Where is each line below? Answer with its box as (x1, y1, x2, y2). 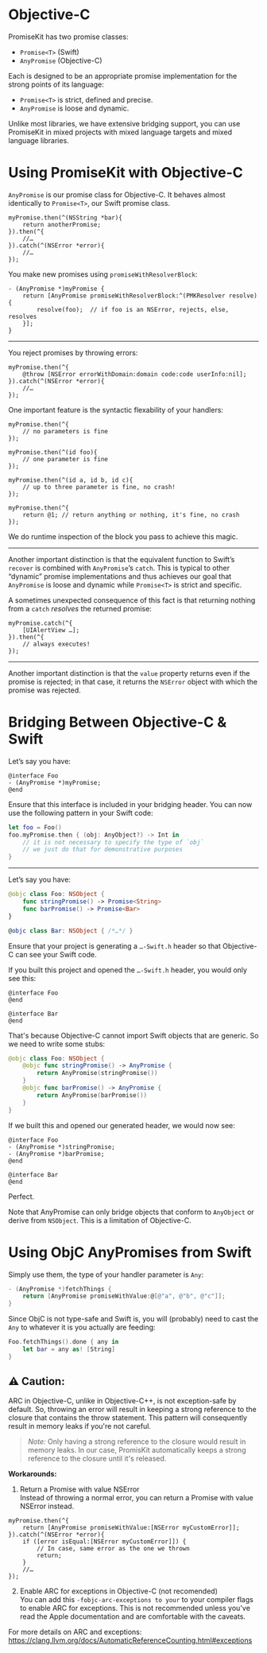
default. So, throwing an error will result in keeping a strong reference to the (8, 1404, 257, 1414)
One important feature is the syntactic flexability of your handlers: (8, 405, 224, 414)
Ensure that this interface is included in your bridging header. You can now (8, 799, 253, 809)
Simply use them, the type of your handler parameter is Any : (8, 1270, 204, 1279)
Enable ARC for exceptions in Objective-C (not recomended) (19, 1586, 219, 1596)
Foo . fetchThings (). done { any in (8, 1338, 119, 1346)
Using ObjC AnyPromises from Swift (8, 1243, 252, 1261)
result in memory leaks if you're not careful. (8, 1421, 151, 1430)
